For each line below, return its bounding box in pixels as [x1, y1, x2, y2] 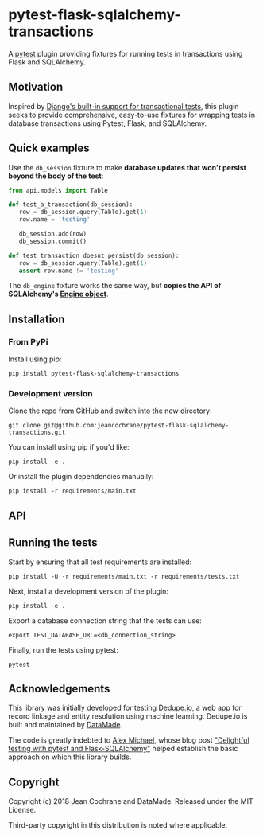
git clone [8, 422, 41, 430]
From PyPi [8, 336, 48, 347]
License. [8, 805, 37, 815]
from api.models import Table [8, 186, 109, 194]
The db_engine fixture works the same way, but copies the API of [8, 281, 222, 290]
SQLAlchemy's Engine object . [8, 289, 109, 299]
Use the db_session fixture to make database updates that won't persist [8, 162, 246, 172]
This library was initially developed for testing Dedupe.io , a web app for [8, 703, 242, 713]
